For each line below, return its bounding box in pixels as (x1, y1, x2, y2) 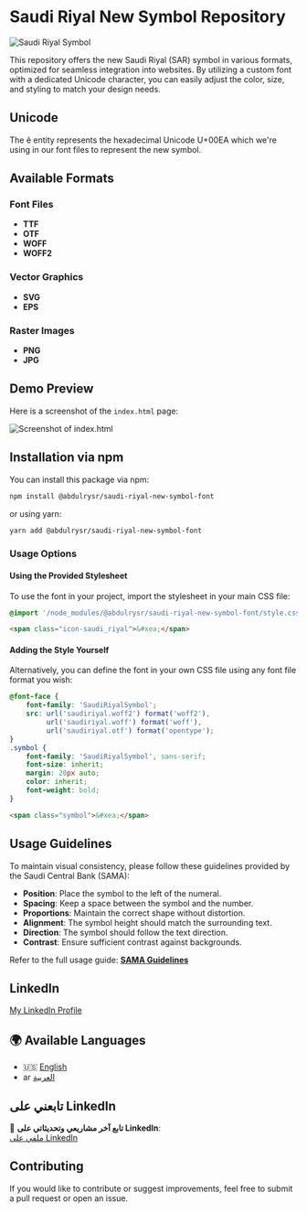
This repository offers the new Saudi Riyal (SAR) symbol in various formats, (9, 54, 292, 65)
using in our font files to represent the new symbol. (9, 144, 202, 155)
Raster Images (9, 324, 75, 337)
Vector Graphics (9, 271, 84, 284)
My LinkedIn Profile (9, 1004, 82, 1016)
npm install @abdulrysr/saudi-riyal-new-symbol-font (9, 491, 215, 500)
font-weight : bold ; (26, 786, 101, 795)
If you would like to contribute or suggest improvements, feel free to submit (9, 1183, 293, 1194)
